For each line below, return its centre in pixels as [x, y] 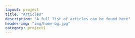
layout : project [22, 10]
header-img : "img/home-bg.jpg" [38, 23]
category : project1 [25, 28]
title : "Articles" [24, 14]
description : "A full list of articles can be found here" [68, 19]
